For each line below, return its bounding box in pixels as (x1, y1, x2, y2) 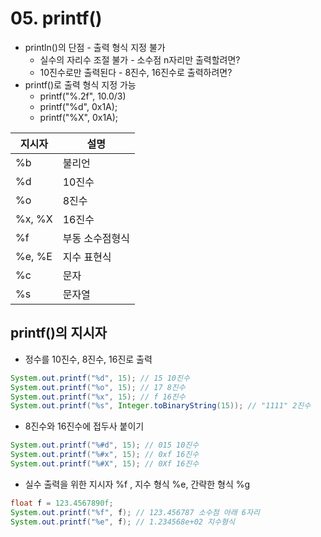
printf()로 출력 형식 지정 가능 (24, 78, 137, 91)
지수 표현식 (62, 250, 112, 264)
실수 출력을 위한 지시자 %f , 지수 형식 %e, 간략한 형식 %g (24, 478, 251, 490)
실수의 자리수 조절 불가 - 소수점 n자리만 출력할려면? (39, 53, 241, 66)
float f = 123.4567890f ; (10, 498, 114, 508)
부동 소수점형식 (62, 231, 131, 245)
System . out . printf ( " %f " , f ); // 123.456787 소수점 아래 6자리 (10, 507, 260, 517)
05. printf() (10, 7, 103, 30)
